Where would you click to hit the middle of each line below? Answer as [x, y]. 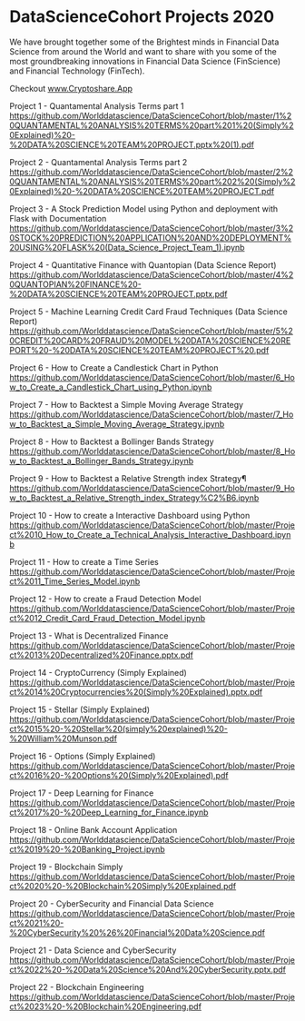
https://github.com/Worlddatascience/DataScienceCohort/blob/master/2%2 [151, 172]
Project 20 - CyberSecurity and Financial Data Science [112, 903]
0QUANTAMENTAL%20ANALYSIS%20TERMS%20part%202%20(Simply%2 [152, 181]
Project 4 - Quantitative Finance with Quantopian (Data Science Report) [143, 264]
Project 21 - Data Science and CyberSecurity [93, 950]
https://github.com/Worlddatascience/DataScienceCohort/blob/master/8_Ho [152, 451]
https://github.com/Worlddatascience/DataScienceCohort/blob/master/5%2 [151, 331]
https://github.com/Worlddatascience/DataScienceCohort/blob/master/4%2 [152, 274]
